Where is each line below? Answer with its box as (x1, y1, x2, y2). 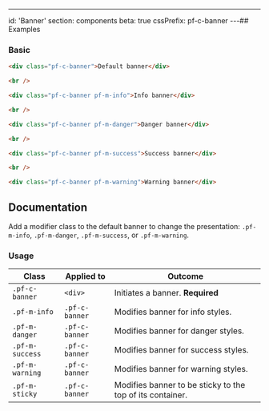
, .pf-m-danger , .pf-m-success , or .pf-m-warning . (29, 230, 190, 240)
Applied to (65, 271, 106, 282)
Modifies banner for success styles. (114, 345, 249, 356)
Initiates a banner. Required (114, 288, 219, 299)
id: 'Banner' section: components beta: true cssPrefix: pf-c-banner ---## (8, 16, 249, 25)
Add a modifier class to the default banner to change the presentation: (8, 221, 240, 231)
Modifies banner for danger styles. (114, 325, 244, 336)
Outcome (167, 271, 204, 282)
